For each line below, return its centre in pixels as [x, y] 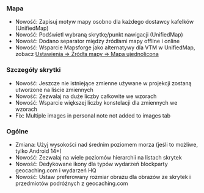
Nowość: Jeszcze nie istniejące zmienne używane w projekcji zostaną [103, 83]
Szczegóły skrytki [34, 70]
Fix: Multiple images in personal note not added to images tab [93, 115]
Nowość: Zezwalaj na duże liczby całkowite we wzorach [86, 96]
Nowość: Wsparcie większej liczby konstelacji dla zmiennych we [96, 102]
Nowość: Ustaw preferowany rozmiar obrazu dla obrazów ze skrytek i [103, 177]
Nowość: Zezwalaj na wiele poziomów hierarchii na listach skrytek [98, 157]
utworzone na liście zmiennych [54, 89]
